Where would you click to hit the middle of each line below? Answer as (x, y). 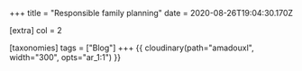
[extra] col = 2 (36, 30)
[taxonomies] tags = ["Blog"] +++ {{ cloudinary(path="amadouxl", (132, 48)
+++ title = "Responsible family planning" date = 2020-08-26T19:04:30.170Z (151, 13)
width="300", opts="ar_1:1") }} (65, 57)
